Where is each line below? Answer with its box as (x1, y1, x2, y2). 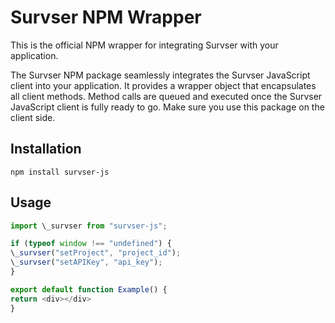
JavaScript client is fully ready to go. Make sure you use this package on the (10, 101, 325, 113)
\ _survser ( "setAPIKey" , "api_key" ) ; (10, 257, 163, 268)
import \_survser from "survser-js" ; (10, 221, 168, 231)
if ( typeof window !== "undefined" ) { (10, 239, 172, 249)
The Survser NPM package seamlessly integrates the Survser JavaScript (10, 69, 311, 81)
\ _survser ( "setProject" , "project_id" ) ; (10, 248, 182, 258)
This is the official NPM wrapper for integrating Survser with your (10, 39, 279, 51)
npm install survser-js (10, 167, 110, 177)
